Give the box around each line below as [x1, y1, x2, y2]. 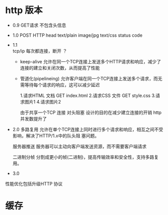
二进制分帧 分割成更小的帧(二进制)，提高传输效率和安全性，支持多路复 [12, 154, 159, 160]
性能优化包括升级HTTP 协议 [5, 180, 63, 186]
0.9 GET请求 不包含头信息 [12, 22, 67, 28]
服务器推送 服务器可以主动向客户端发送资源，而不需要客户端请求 [12, 143, 147, 149]
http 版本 [5, 5, 43, 16]
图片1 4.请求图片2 [24, 98, 62, 104]
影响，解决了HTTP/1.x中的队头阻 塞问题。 [12, 133, 99, 139]
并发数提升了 [20, 116, 47, 122]
